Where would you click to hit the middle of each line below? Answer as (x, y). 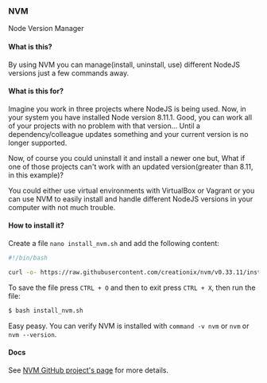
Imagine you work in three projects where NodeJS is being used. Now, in (127, 108)
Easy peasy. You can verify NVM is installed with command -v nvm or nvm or (129, 326)
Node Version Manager (46, 29)
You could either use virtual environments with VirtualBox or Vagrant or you (132, 190)
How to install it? (37, 225)
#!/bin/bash (28, 258)
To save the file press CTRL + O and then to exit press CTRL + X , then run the (132, 287)
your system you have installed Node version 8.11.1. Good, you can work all (130, 117)
